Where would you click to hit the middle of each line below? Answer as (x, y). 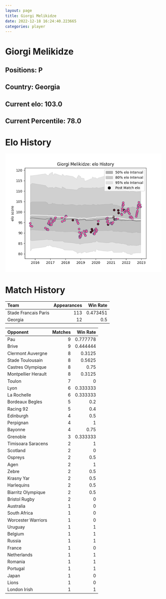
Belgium (16, 534)
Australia (16, 506)
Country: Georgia (33, 87)
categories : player (25, 26)
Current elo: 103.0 (34, 104)
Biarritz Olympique (26, 492)
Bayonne (16, 430)
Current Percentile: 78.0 (43, 121)
